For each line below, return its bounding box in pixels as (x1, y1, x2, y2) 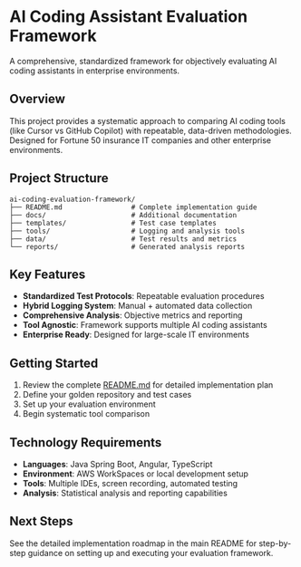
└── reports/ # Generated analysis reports (9, 242, 246, 251)
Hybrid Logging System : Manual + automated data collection (22, 301, 253, 312)
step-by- (257, 537, 292, 549)
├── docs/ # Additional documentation (9, 210, 238, 219)
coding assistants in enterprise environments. (9, 65, 180, 76)
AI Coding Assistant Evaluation (9, 6, 248, 27)
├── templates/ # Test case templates (9, 218, 218, 227)
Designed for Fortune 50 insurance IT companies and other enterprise (9, 134, 272, 146)
